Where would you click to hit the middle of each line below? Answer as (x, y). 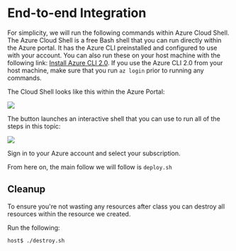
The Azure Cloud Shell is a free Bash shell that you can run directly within (114, 40)
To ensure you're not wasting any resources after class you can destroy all (116, 206)
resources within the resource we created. (69, 213)
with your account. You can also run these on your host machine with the (114, 55)
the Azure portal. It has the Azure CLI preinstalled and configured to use (112, 48)
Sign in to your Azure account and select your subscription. (94, 153)
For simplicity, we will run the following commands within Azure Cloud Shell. (118, 33)
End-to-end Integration (77, 13)
